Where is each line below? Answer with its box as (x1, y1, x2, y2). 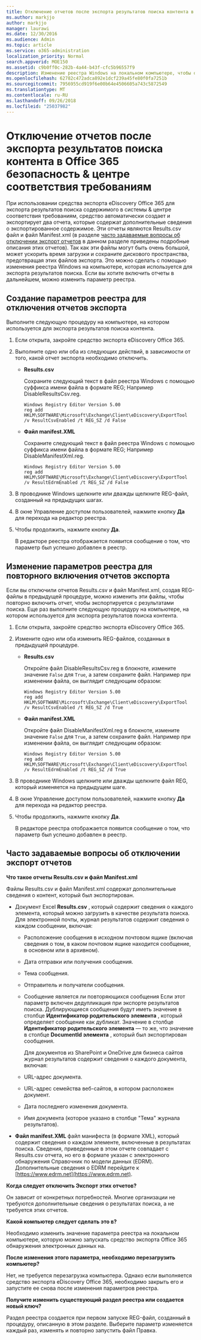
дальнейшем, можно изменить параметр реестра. (6, 276, 136, 283)
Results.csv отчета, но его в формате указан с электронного (14, 1151, 169, 1158)
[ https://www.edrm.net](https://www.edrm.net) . (14, 1170, 133, 1177)
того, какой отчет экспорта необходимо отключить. (14, 354, 148, 362)
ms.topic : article (6, 42, 52, 48)
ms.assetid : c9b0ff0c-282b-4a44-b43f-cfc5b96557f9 (6, 64, 135, 71)
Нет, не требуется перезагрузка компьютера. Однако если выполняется (6, 1272, 193, 1279)
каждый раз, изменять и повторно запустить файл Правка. (6, 1326, 157, 1334)
